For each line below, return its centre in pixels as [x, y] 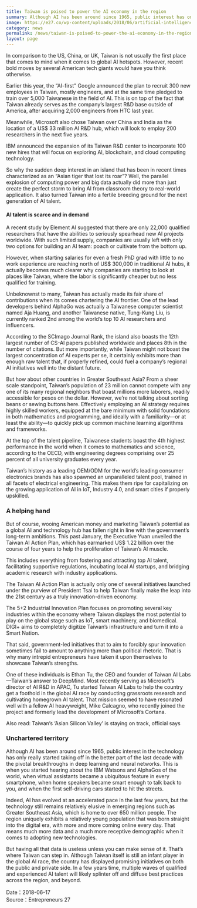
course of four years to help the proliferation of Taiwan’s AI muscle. [87, 549]
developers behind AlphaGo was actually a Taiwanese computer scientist [94, 307]
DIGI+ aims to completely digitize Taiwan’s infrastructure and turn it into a [95, 626]
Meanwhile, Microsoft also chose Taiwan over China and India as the [89, 122]
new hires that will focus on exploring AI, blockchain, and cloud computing [96, 152]
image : [14, 22]
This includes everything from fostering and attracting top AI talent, [87, 560]
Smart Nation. [23, 633]
